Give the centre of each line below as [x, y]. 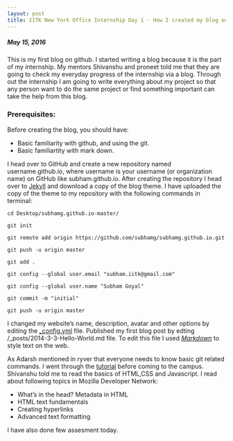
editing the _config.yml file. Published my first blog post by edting [101, 331]
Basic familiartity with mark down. [66, 150]
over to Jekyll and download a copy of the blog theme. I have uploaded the [114, 186]
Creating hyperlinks [45, 409]
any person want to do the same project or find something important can [111, 89]
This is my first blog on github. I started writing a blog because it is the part [114, 60]
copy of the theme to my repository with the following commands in [104, 193]
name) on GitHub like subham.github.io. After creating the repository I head [114, 178]
